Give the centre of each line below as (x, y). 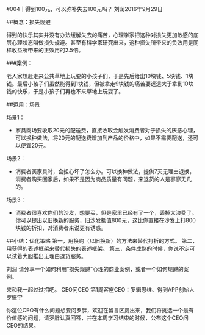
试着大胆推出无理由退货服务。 (49, 256)
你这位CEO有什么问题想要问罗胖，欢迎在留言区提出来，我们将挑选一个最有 (100, 310)
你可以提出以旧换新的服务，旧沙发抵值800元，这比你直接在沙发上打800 (106, 220)
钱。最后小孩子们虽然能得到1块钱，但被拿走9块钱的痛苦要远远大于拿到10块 (100, 84)
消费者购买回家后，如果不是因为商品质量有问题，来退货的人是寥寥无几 (103, 179)
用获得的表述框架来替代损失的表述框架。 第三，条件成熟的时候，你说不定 (98, 248)
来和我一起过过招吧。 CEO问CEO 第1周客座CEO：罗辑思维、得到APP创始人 (101, 290)
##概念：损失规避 (28, 22)
